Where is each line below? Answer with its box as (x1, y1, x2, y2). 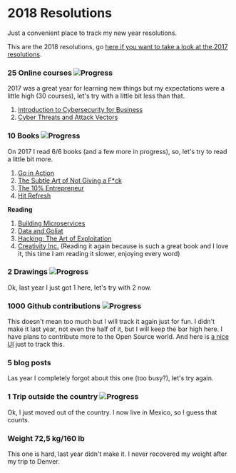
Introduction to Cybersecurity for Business (17, 106, 143, 114)
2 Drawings (7, 267, 48, 277)
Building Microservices (17, 219, 86, 228)
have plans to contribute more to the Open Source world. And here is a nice (7, 332, 230, 341)
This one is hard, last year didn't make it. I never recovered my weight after (7, 449, 227, 458)
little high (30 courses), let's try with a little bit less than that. (7, 91, 185, 101)
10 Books (7, 131, 40, 141)
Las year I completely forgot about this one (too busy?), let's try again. (7, 374, 214, 382)
